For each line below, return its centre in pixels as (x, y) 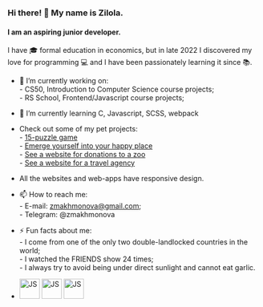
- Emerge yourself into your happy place (86, 146)
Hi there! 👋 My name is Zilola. (65, 13)
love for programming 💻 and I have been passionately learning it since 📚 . (130, 63)
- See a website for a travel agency (77, 163)
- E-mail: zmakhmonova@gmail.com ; (80, 206)
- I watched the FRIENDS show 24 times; (86, 259)
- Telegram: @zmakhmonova (67, 215)
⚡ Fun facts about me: (55, 231)
